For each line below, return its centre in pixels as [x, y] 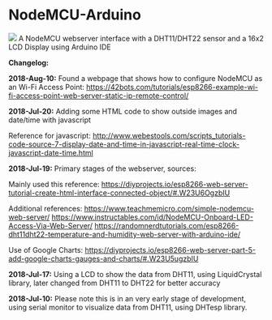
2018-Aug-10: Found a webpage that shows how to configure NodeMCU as [136, 78]
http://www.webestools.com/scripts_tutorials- [169, 135]
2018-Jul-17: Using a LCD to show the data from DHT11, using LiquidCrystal [135, 274]
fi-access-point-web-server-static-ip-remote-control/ [99, 96]
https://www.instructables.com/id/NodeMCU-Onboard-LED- [153, 217]
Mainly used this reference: [54, 184]
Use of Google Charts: [46, 250]
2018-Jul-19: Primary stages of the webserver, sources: [102, 169]
